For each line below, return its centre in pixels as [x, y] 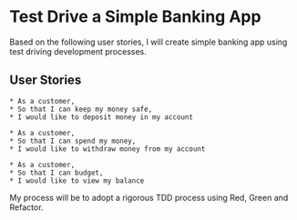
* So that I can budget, [56, 173]
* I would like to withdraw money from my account [108, 149]
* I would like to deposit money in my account [102, 117]
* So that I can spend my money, [73, 141]
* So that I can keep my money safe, [81, 109]
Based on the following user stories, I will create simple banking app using [148, 42]
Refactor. [26, 207]
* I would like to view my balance [77, 180]
